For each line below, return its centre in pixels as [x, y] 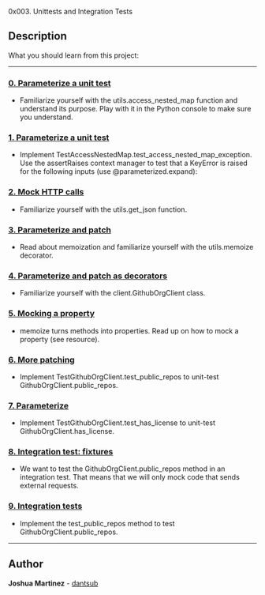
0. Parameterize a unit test [60, 83]
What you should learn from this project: [74, 55]
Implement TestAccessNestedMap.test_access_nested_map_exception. [136, 155]
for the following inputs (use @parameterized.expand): [108, 171]
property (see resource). [60, 339]
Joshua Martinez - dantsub [53, 583]
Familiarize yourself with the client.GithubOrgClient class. [112, 293]
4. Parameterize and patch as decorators [88, 276]
